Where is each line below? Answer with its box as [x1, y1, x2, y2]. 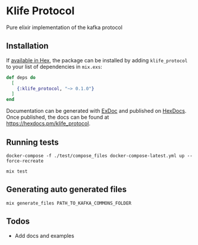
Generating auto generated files [6, 184, 127, 195]
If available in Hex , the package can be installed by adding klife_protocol [6, 56, 188, 63]
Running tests [6, 137, 59, 147]
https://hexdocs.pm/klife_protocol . [6, 120, 91, 127]
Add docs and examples [14, 232, 74, 239]
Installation [6, 41, 49, 51]
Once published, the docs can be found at [6, 114, 109, 121]
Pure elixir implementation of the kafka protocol [6, 24, 123, 31]
